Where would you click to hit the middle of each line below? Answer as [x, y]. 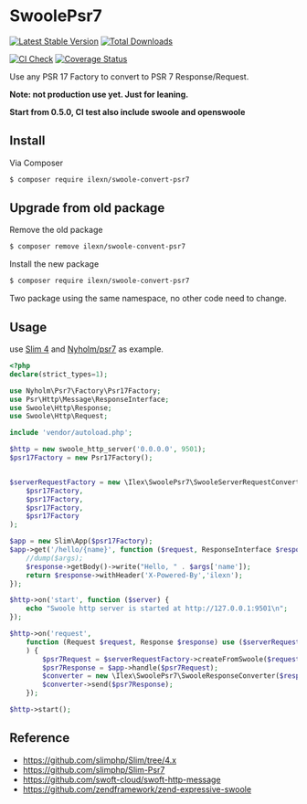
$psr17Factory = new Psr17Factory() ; [81, 458]
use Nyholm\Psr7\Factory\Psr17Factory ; [85, 391]
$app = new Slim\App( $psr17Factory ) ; [81, 541]
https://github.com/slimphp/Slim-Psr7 [94, 769]
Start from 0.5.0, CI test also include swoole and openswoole [127, 111]
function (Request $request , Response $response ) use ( [135, 642]
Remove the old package [56, 230]
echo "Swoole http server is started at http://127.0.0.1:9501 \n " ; [157, 608]
